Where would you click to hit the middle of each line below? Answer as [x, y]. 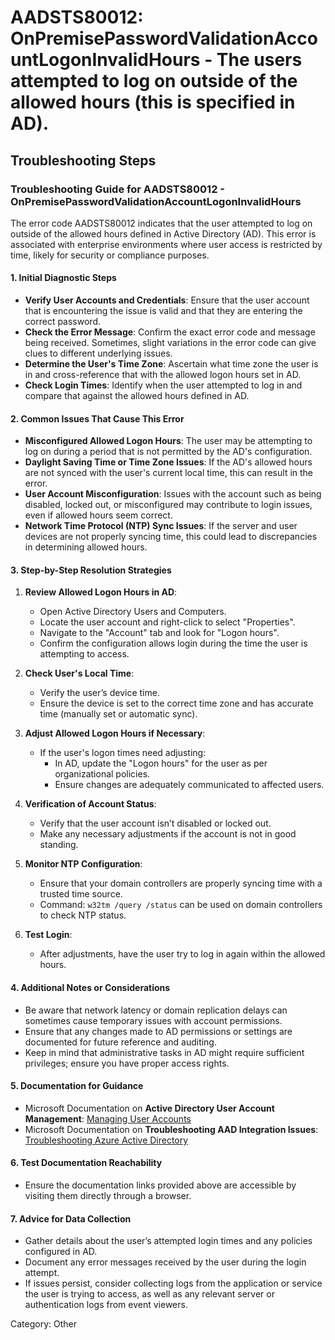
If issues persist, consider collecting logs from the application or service [173, 1283]
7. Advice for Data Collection [71, 1218]
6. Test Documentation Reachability [86, 1163]
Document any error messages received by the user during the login [165, 1262]
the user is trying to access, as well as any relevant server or [149, 1294]
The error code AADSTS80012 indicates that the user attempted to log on [161, 223]
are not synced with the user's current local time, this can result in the [169, 473]
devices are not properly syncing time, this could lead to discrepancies [171, 537]
